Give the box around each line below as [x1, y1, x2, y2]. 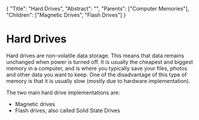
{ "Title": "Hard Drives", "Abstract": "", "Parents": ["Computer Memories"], [6, 5, 189, 12]
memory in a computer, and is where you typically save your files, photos [6, 64, 188, 72]
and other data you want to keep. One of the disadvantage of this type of [6, 71, 188, 78]
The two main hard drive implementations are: [6, 89, 120, 96]
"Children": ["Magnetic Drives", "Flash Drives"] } [6, 11, 126, 19]
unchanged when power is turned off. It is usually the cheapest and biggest [6, 58, 194, 65]
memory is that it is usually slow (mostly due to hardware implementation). [6, 77, 191, 84]
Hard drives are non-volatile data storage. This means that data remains [6, 52, 185, 59]
